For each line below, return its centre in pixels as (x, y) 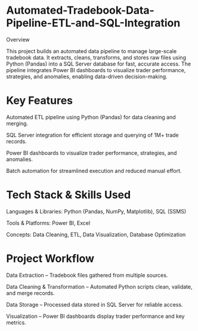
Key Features (40, 100)
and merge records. (30, 293)
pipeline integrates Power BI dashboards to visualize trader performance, (96, 70)
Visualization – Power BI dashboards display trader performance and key (95, 316)
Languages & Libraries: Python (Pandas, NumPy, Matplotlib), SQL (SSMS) (96, 211)
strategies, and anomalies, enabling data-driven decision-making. (87, 76)
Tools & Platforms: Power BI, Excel (48, 223)
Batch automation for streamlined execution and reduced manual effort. (94, 171)
